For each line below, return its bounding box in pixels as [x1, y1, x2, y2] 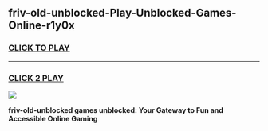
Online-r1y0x [8, 19, 75, 33]
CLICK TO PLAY [8, 43, 70, 54]
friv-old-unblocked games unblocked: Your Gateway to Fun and [8, 105, 223, 114]
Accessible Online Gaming [8, 114, 98, 123]
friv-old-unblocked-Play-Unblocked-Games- [8, 6, 237, 20]
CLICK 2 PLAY [8, 72, 64, 83]
